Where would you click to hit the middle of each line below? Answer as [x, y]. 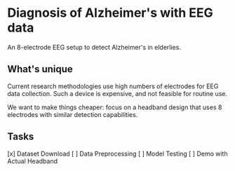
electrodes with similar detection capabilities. [73, 114]
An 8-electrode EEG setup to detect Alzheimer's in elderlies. [94, 47]
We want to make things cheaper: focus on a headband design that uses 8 [115, 107]
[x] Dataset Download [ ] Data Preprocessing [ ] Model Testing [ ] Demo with [117, 153]
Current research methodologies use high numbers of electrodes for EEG [113, 86]
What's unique [40, 69]
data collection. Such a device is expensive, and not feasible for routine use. [117, 93]
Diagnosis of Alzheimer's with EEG [110, 13]
